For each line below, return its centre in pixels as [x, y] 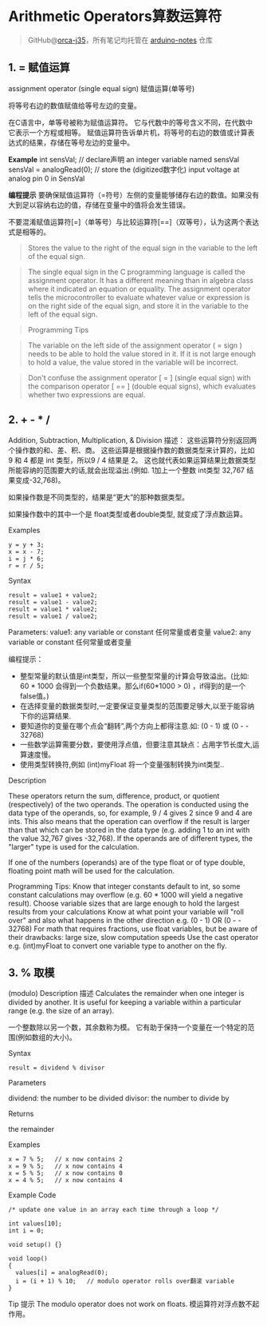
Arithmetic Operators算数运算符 [115, 16]
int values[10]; [35, 1224]
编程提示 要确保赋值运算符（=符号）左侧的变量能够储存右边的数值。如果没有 [134, 195]
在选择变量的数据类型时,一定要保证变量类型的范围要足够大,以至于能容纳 [137, 706]
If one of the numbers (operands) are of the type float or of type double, [127, 862]
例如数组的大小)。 [47, 1037]
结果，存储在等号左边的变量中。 [81, 142]
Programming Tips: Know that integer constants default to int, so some [124, 886]
